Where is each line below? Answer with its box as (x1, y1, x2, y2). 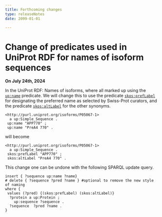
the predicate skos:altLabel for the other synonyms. (5, 103, 111, 109)
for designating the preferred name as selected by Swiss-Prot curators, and (5, 98, 157, 104)
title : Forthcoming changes (5, 7, 62, 12)
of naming (5, 182, 25, 187)
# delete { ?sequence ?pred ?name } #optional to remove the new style (5, 178, 154, 183)
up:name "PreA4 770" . (7, 125, 54, 130)
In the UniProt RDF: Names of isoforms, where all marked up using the (5, 88, 146, 93)
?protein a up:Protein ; (9, 195, 60, 200)
